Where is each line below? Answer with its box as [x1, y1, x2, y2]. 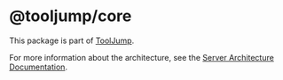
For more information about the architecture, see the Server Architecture [9, 52, 275, 62]
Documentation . [9, 62, 68, 72]
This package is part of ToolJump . [9, 35, 135, 46]
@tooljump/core [9, 6, 132, 26]
